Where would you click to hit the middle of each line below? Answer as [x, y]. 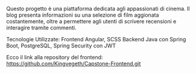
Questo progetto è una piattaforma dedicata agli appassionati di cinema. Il [98, 9]
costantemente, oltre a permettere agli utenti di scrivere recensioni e [91, 21]
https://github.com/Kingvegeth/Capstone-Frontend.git [74, 63]
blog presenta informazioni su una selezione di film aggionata [83, 15]
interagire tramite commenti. [41, 28]
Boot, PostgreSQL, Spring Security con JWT [61, 45]
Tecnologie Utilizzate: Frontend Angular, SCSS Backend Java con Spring [96, 39]
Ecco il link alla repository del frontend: [55, 57]
